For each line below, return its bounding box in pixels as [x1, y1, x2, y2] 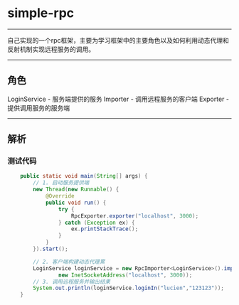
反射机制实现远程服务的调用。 [7, 45, 95, 53]
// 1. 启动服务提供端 [33, 179, 90, 186]
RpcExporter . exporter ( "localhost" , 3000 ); [70, 212, 199, 220]
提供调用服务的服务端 [7, 103, 70, 112]
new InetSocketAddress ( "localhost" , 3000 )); [58, 272, 193, 279]
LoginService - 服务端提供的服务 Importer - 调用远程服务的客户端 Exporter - [7, 95, 230, 103]
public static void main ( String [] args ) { [20, 173, 148, 180]
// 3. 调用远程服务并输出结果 [33, 278, 111, 285]
